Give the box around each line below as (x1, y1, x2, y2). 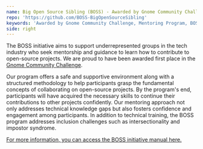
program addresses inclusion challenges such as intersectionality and (6, 118, 180, 125)
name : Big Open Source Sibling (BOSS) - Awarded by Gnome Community (6, 8, 182, 15)
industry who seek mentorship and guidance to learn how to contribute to (6, 49, 190, 56)
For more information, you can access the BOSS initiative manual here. (6, 136, 182, 144)
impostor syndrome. (6, 124, 57, 132)
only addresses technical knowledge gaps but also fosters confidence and (6, 105, 192, 112)
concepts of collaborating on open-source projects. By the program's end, (6, 86, 192, 94)
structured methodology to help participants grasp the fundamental (6, 80, 174, 87)
